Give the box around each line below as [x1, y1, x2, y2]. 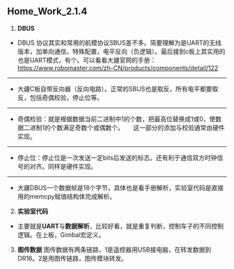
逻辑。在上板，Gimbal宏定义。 [17, 230, 105, 239]
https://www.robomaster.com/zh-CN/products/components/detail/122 [17, 63, 219, 72]
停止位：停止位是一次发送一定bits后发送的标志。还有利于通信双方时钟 [17, 153, 217, 162]
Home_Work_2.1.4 [7, 6, 88, 17]
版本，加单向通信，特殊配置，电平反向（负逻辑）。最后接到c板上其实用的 [17, 47, 226, 55]
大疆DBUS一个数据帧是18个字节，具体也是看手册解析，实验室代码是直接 [17, 183, 224, 192]
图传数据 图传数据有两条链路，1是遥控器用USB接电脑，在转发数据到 [17, 245, 211, 254]
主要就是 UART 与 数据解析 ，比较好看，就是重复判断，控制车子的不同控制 [17, 222, 224, 230]
